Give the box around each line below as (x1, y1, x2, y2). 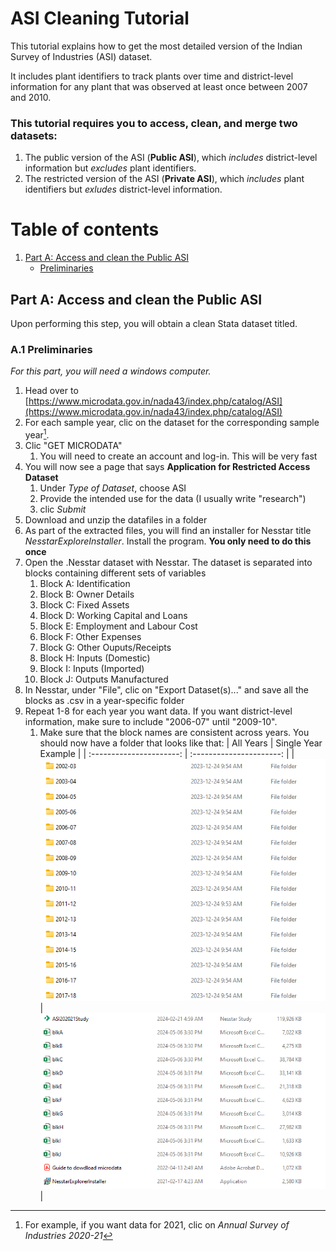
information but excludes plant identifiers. (24, 162, 197, 174)
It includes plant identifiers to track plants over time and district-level (10, 70, 294, 82)
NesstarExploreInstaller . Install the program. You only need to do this (24, 535, 312, 547)
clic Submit (39, 503, 87, 515)
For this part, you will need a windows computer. (10, 365, 212, 377)
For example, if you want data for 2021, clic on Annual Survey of (24, 1219, 290, 1231)
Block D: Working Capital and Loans (39, 609, 188, 621)
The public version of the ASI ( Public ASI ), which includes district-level (24, 152, 318, 164)
